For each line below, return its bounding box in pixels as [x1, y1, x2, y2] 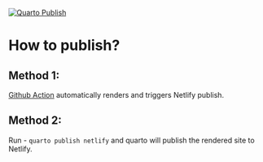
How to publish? [8, 37, 121, 55]
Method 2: [8, 114, 63, 128]
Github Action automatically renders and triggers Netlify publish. [8, 90, 225, 99]
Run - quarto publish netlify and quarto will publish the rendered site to [8, 135, 255, 145]
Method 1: [8, 68, 60, 82]
